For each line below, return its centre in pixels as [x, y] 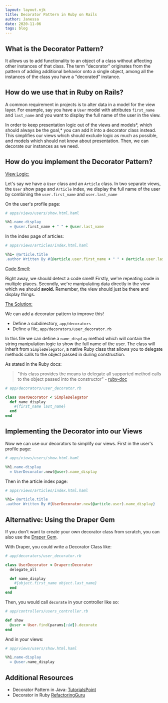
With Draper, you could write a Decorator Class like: [58, 546]
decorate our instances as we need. [42, 146]
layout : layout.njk [25, 10]
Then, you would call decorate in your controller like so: [62, 602]
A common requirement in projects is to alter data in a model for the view [80, 104]
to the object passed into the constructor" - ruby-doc [72, 379]
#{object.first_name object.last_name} [56, 583]
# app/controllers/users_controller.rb [47, 611]
